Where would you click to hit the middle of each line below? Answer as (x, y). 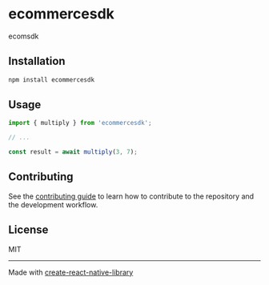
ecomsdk (24, 36)
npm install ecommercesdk (51, 80)
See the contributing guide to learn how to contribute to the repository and (131, 196)
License (28, 230)
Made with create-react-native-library (71, 272)
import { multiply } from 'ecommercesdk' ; (80, 123)
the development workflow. (53, 204)
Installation (37, 61)
